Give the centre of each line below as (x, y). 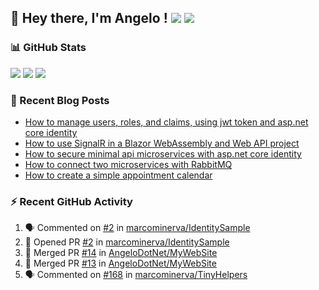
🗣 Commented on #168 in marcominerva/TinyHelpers (136, 275)
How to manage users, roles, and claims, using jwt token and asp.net (166, 122)
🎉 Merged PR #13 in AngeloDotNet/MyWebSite (120, 263)
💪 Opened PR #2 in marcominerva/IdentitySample (127, 242)
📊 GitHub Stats (48, 48)
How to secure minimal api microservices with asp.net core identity (163, 153)
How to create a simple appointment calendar (118, 175)
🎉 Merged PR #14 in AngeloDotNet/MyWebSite (121, 253)
